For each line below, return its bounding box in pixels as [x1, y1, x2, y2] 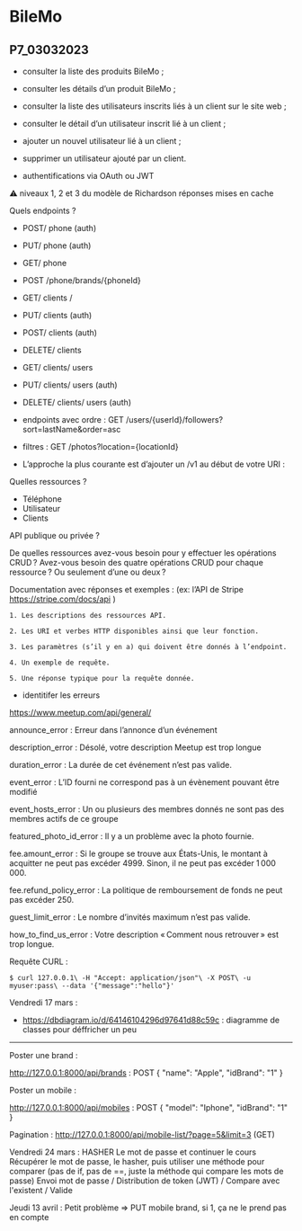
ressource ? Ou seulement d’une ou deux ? [9, 566, 166, 577]
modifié [9, 787, 38, 797]
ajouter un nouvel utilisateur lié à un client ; [22, 136, 182, 146]
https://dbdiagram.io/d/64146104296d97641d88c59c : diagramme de [22, 1014, 280, 1025]
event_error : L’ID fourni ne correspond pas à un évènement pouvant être [9, 777, 280, 788]
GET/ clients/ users [22, 362, 93, 372]
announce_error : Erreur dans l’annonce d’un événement [9, 725, 218, 735]
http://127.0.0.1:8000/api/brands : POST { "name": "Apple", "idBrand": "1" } [9, 1067, 283, 1078]
